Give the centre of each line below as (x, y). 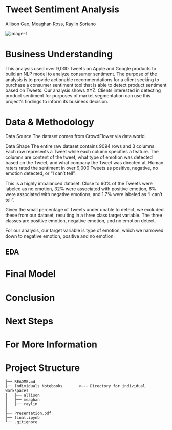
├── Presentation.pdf (28, 413)
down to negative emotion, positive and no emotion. (60, 236)
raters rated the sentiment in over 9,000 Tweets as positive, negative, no (82, 168)
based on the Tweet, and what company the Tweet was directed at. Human (84, 162)
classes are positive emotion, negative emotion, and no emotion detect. (81, 220)
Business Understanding (59, 54)
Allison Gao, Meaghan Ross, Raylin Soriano (51, 24)
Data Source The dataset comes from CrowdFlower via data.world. (76, 136)
